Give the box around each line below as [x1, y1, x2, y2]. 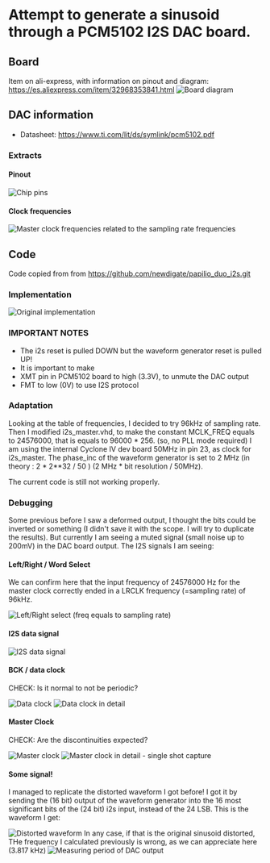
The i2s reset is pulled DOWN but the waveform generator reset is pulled [19, 345, 262, 356]
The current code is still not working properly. [8, 477, 160, 486]
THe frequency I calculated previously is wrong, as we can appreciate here [8, 837, 258, 847]
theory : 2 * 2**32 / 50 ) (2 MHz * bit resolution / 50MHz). [8, 461, 203, 471]
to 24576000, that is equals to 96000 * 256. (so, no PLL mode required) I [8, 436, 252, 445]
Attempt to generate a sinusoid [8, 6, 220, 24]
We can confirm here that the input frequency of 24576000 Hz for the [8, 577, 240, 587]
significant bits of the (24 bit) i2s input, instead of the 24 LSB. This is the [8, 804, 249, 814]
